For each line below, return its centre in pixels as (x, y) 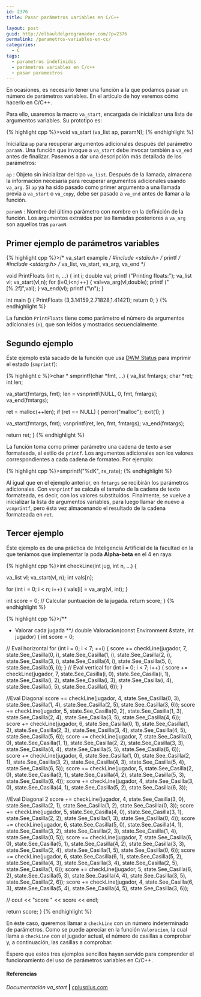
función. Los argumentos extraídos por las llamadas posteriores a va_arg (96, 218)
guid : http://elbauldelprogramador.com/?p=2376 (67, 34)
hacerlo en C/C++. (29, 103)
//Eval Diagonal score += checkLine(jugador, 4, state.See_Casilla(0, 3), (94, 698)
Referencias (22, 974)
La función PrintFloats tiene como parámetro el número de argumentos (95, 318)
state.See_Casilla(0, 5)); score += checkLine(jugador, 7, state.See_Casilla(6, (100, 837)
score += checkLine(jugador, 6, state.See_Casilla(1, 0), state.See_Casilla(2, (98, 755)
